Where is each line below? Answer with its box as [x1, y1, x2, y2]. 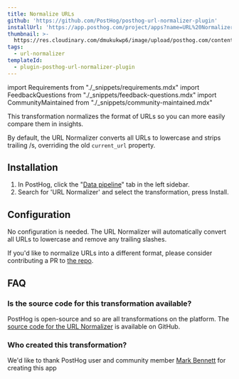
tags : [7, 43, 23, 51]
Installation [7, 162, 58, 174]
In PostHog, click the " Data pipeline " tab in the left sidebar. [17, 180, 190, 189]
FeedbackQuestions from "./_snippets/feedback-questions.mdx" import [7, 90, 217, 99]
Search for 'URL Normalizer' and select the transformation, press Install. [17, 188, 229, 197]
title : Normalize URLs [7, 10, 75, 18]
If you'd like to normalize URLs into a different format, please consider [7, 249, 213, 257]
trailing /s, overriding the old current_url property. [7, 140, 156, 150]
